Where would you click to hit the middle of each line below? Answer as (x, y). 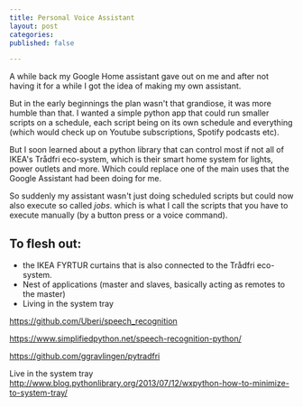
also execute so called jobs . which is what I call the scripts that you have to (149, 206)
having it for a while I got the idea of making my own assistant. (125, 86)
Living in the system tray (68, 304)
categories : (32, 34)
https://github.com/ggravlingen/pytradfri (85, 356)
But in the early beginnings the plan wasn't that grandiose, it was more (141, 104)
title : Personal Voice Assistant (72, 18)
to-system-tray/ (38, 393)
